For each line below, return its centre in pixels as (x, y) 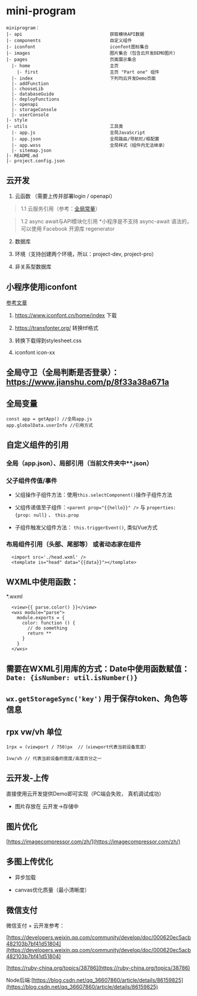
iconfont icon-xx (35, 352)
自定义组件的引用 (37, 445)
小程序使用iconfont (42, 287)
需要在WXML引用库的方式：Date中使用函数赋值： (98, 669)
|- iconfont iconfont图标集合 (78, 47)
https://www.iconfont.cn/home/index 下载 (66, 315)
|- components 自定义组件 (69, 40)
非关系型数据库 (33, 266)
